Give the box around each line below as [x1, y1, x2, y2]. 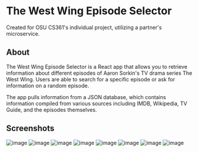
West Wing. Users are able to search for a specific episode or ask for [6, 75, 175, 83]
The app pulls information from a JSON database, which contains [6, 93, 166, 100]
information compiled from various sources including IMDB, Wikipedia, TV [6, 100, 187, 107]
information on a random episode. [6, 82, 89, 89]
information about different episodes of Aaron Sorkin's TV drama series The [6, 69, 193, 77]
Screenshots [6, 123, 55, 134]
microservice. [6, 30, 40, 37]
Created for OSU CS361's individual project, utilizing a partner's [6, 24, 162, 31]
